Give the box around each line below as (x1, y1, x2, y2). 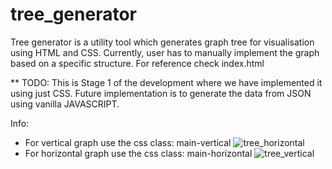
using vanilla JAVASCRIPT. (10, 98, 120, 110)
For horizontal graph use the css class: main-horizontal (24, 147, 253, 159)
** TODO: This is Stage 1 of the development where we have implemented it (10, 76, 323, 88)
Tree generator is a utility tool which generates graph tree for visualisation (10, 36, 315, 48)
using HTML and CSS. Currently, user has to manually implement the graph (10, 46, 320, 58)
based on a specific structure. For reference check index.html (10, 57, 265, 69)
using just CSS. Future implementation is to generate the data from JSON (10, 87, 312, 99)
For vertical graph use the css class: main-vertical (24, 136, 232, 148)
